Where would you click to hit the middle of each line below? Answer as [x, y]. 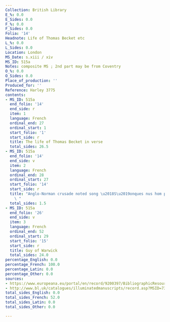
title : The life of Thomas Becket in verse [56, 142]
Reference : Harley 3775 [30, 90]
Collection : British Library [36, 10]
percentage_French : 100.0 [32, 265]
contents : [16, 95]
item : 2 [18, 165]
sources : [14, 279]
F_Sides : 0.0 [19, 29]
